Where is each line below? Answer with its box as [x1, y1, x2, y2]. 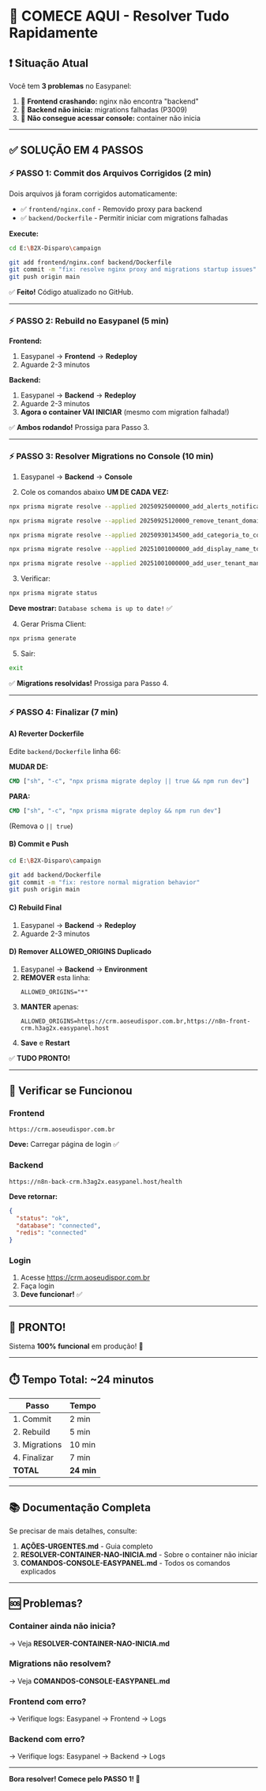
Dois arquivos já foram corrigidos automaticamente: [9, 189, 178, 198]
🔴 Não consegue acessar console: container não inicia [20, 114, 200, 123]
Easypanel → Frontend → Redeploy [20, 352, 137, 361]
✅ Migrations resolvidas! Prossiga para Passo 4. [9, 678, 169, 688]
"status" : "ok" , [16, 1214, 69, 1222]
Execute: [9, 228, 39, 238]
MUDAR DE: [9, 762, 49, 771]
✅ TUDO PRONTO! [9, 1053, 70, 1062]
